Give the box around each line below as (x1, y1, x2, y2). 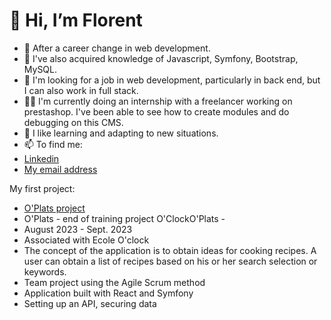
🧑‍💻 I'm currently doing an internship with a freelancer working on (23, 95, 293, 107)
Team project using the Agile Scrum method (23, 276, 206, 288)
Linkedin (23, 152, 60, 164)
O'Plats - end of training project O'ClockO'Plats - (23, 212, 226, 224)
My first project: (9, 182, 76, 194)
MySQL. (23, 63, 58, 75)
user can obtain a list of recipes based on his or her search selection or (23, 255, 318, 267)
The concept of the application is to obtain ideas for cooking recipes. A (23, 244, 317, 256)
